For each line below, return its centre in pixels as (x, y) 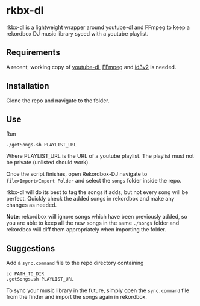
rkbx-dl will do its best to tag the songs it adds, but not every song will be (97, 192)
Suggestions (31, 248)
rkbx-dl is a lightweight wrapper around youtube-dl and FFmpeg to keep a (98, 27)
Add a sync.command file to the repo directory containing (75, 263)
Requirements (33, 53)
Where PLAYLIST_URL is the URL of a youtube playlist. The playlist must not (100, 156)
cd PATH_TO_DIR (25, 274)
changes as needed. (32, 205)
